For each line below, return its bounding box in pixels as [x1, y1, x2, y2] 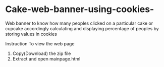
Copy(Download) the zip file [12, 50, 71, 56]
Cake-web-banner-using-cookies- [5, 4, 154, 15]
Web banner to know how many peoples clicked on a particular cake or [5, 20, 153, 26]
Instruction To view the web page [5, 40, 75, 46]
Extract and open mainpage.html [12, 55, 81, 61]
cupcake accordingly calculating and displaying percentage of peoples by [5, 25, 159, 31]
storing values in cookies [5, 31, 57, 37]
